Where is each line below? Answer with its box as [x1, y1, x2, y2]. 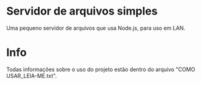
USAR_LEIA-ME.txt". [6, 72, 57, 80]
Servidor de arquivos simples [6, 4, 158, 18]
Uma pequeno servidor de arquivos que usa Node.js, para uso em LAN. [6, 24, 186, 32]
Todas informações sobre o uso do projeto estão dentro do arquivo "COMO [6, 66, 196, 73]
